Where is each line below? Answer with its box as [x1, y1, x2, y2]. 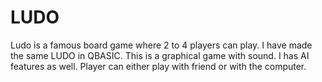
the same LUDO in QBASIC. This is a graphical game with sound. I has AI [10, 49, 310, 61]
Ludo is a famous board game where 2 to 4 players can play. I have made [10, 39, 313, 51]
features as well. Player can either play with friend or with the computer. [10, 60, 307, 72]
